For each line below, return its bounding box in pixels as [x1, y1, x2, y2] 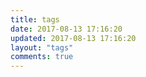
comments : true [10, 52, 74, 62]
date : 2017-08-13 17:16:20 [10, 24, 123, 34]
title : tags [10, 14, 60, 25]
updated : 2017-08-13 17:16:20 [10, 33, 137, 43]
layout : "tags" [10, 42, 74, 53]
